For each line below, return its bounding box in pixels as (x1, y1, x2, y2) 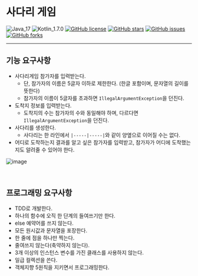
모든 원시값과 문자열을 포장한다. (14, 226, 87, 234)
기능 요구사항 (6, 55, 51, 65)
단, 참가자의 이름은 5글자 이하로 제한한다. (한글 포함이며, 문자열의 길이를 (23, 80, 189, 87)
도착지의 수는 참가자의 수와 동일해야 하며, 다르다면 (23, 109, 138, 116)
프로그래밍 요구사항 (6, 188, 72, 198)
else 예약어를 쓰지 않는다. (14, 219, 74, 226)
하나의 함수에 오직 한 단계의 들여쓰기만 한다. (14, 212, 116, 219)
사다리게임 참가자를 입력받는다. (14, 72, 87, 80)
